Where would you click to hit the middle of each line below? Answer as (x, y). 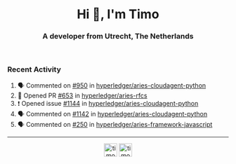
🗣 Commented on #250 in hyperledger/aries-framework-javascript (115, 124)
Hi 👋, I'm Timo (118, 14)
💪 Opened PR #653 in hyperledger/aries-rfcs (82, 95)
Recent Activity (34, 69)
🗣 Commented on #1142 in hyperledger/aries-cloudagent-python (112, 114)
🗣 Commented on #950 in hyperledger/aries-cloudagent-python (112, 85)
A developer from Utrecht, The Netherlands (118, 36)
